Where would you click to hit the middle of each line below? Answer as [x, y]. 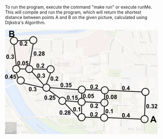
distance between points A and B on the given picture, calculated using [76, 17]
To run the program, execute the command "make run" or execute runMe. [79, 7]
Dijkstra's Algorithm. [25, 22]
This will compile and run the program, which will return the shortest [73, 12]
